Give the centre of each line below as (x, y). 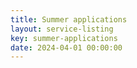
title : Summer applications (69, 19)
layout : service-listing (62, 29)
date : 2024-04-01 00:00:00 (66, 47)
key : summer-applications (64, 38)
